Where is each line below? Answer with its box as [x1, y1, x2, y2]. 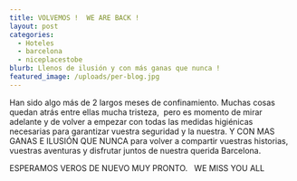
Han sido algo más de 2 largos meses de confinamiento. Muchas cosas [9, 97, 276, 108]
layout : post [9, 22, 59, 31]
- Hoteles [17, 38, 54, 48]
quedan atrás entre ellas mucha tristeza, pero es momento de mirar [9, 106, 263, 118]
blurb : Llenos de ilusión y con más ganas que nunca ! [9, 64, 221, 73]
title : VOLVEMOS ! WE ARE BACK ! [9, 13, 140, 23]
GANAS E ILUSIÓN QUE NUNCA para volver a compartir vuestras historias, [9, 135, 289, 146]
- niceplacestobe [17, 55, 83, 64]
